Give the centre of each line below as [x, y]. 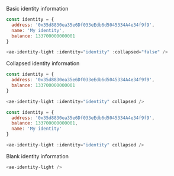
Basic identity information [37, 9]
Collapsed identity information [43, 63]
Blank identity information [38, 156]
